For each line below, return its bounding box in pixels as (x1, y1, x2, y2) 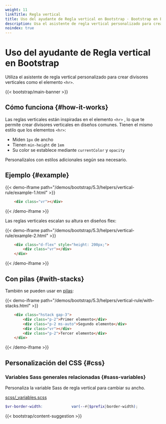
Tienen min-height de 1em (12, 142, 64, 148)
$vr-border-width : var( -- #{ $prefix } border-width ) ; (5, 404, 138, 409)
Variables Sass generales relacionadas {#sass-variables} (5, 373, 146, 380)
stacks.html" (5, 303, 31, 308)
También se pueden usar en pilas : (5, 288, 74, 294)
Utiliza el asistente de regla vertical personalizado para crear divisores (5, 74, 148, 80)
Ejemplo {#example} (5, 171, 69, 180)
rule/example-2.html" (5, 233, 48, 239)
